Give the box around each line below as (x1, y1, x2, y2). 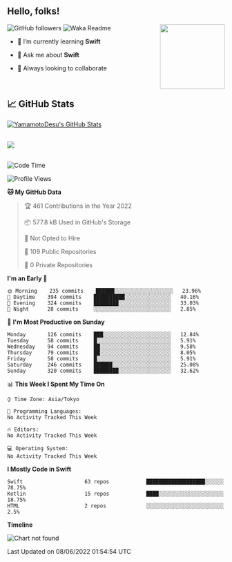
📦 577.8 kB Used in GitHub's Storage (23, 217, 131, 226)
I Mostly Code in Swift (7, 465, 71, 473)
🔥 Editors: (7, 426, 39, 433)
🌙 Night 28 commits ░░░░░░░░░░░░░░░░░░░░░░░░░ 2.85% (7, 305, 196, 313)
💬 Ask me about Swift (17, 50, 79, 59)
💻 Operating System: (7, 445, 69, 452)
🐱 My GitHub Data (7, 188, 62, 196)
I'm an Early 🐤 (7, 274, 48, 282)
